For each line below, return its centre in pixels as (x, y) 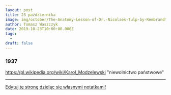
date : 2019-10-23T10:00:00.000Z (39, 29)
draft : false (19, 43)
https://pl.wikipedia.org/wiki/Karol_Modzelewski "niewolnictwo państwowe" (85, 73)
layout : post (19, 10)
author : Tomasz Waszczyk (32, 24)
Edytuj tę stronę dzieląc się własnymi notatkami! (56, 87)
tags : (11, 34)
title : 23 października (31, 15)
